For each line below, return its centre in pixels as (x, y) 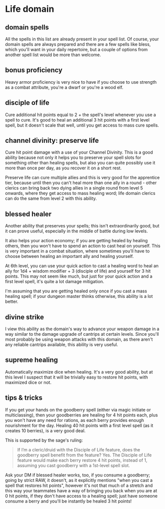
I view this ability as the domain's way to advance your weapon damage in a (82, 329)
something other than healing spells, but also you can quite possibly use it (80, 163)
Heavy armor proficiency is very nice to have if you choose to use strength (81, 82)
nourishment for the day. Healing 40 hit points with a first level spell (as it (79, 425)
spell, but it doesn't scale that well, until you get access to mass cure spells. (82, 125)
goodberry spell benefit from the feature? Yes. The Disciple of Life (84, 455)
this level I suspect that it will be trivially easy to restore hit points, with (77, 377)
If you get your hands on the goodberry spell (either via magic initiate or (78, 410)
